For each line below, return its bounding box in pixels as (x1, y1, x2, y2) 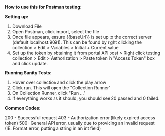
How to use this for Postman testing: (5, 4, 82, 10)
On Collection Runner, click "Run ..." (12, 90, 86, 96)
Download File (12, 23, 42, 29)
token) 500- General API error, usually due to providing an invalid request (5, 120, 155, 126)
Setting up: (5, 14, 29, 19)
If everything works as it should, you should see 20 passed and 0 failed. (12, 95, 160, 101)
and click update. (12, 61, 48, 66)
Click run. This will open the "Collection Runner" (12, 85, 111, 91)
